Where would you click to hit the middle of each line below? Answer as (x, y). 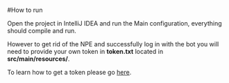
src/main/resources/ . (39, 59)
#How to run (25, 10)
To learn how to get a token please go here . (69, 72)
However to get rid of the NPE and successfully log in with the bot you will (113, 44)
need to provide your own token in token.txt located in (85, 52)
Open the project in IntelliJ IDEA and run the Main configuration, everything (114, 23)
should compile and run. (42, 31)
